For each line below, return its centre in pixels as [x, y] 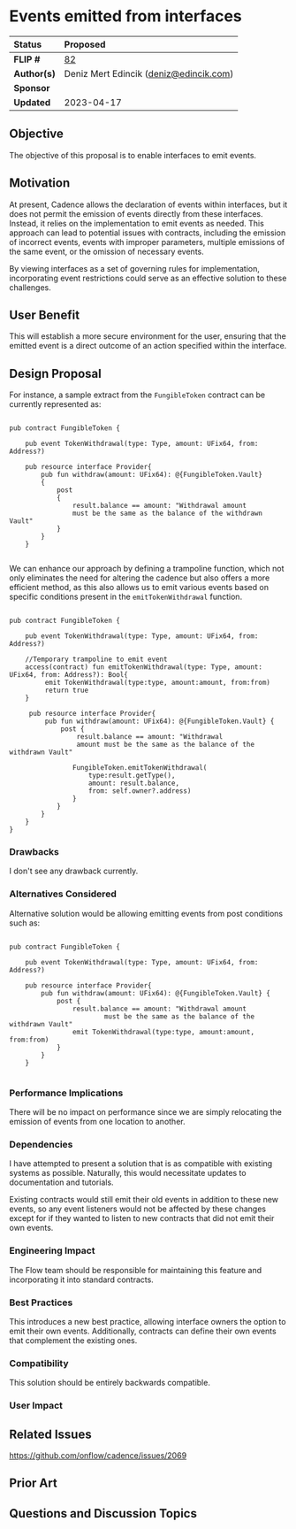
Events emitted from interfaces [126, 16]
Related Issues [50, 1434]
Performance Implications [66, 1093]
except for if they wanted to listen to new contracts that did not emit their [142, 1218]
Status [28, 44]
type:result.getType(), [132, 776]
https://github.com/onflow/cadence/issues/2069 [98, 1456]
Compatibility [39, 1363]
